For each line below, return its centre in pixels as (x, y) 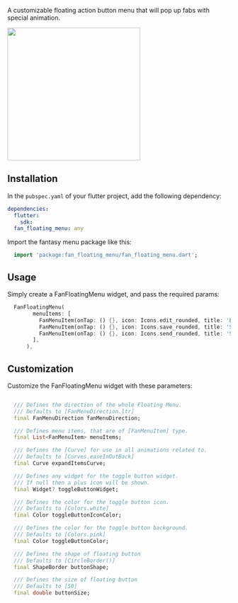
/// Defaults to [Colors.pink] (60, 535)
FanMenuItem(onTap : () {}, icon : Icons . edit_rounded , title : (131, 320)
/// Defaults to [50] (46, 587)
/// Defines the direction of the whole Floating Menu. (98, 405)
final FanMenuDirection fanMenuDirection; (77, 418)
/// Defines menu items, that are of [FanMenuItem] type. (101, 431)
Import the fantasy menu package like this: (70, 242)
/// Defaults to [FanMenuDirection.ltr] (74, 411)
